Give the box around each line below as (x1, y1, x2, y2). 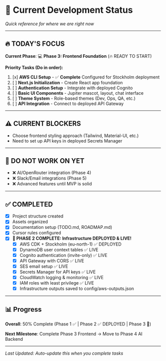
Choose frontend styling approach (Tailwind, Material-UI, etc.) (12, 133, 139, 139)
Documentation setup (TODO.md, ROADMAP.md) (12, 224, 113, 230)
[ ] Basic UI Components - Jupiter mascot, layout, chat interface (12, 90, 144, 96)
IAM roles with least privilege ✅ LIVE (19, 280, 94, 286)
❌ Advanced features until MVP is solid (12, 181, 92, 187)
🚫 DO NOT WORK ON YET (5, 156, 85, 165)
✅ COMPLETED (5, 200, 53, 209)
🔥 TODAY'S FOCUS (5, 39, 65, 48)
